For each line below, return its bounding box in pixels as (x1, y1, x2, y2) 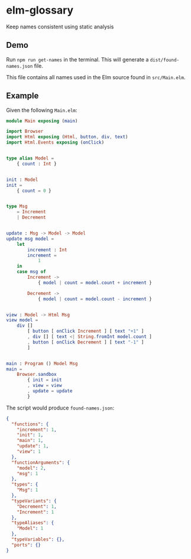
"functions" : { (11, 421, 49, 427)
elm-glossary (6, 4, 74, 17)
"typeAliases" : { (11, 520, 54, 526)
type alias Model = (6, 155, 54, 161)
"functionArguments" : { (11, 459, 70, 466)
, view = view (27, 382, 62, 389)
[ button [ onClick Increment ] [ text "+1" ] (27, 329, 144, 334)
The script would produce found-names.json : (6, 404, 115, 411)
